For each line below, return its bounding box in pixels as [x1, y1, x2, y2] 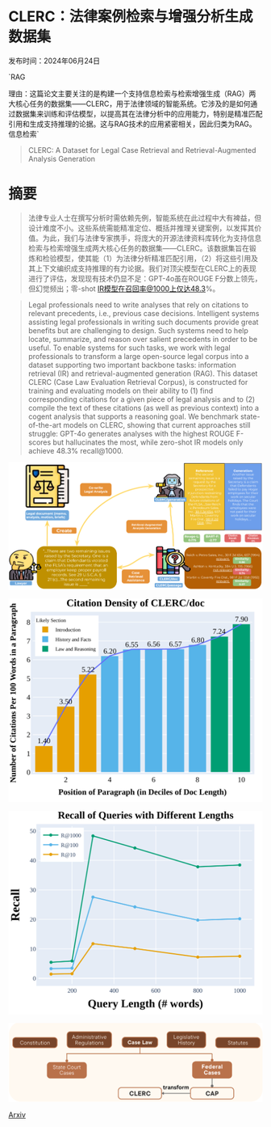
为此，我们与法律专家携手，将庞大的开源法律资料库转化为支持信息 [42, 233, 262, 243]
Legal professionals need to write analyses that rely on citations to [27, 300, 248, 310]
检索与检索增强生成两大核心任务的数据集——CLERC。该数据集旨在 [27, 243, 250, 253]
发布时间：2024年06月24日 [8, 56, 101, 65]
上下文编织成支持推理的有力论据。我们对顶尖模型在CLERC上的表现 [35, 264, 256, 273]
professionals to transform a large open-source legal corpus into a [27, 351, 249, 361]
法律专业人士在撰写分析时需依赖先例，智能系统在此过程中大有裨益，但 [27, 213, 262, 222]
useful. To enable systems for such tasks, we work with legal [27, 343, 231, 352]
